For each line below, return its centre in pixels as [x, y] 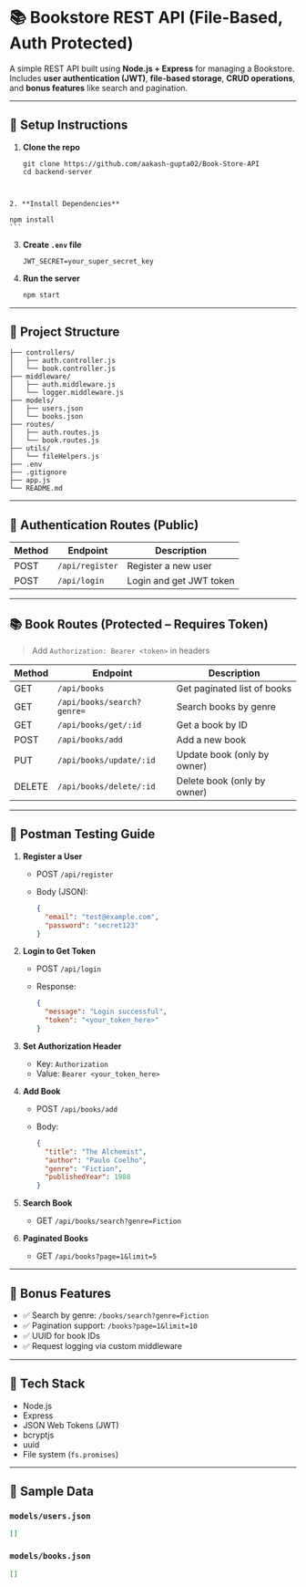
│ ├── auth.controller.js [63, 361]
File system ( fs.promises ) [71, 1454]
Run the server [51, 278]
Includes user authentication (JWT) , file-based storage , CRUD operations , [153, 78]
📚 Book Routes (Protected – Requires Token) [139, 624]
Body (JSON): [62, 891]
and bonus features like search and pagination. [99, 88]
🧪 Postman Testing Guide [82, 834]
